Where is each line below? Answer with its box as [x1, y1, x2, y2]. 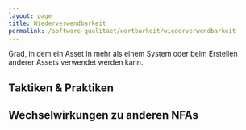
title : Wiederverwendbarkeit [8, 19, 106, 27]
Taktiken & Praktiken [8, 81, 115, 94]
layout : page [8, 11, 52, 20]
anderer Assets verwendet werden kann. [8, 57, 144, 67]
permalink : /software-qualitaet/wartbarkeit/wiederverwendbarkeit [8, 27, 236, 35]
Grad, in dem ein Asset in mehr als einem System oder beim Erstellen [8, 49, 238, 59]
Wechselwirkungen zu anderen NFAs [8, 108, 199, 122]
